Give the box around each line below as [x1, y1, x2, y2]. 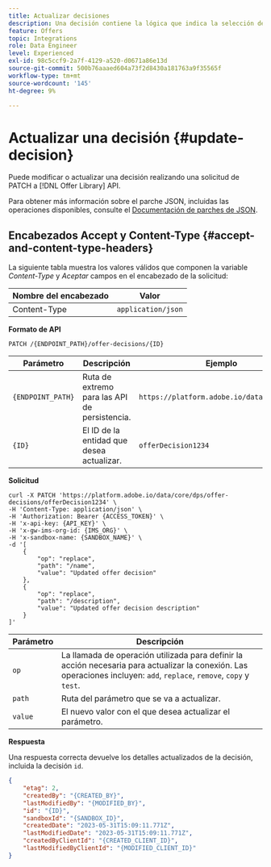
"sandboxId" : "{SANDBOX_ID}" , [23, 814, 125, 823]
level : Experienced [8, 49, 74, 57]
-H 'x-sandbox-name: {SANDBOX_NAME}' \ [8, 534, 143, 542]
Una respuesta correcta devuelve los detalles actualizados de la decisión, [8, 752, 253, 762]
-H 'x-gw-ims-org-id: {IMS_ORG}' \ [8, 527, 128, 535]
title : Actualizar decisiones [8, 11, 110, 20]
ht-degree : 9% [8, 86, 56, 95]
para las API [81, 392, 128, 403]
